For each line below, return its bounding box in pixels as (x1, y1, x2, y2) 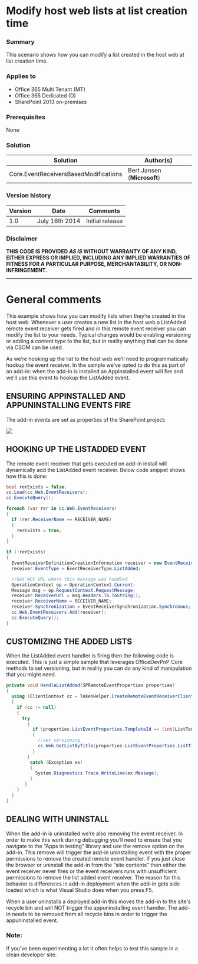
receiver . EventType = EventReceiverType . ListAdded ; (11, 565, 141, 571)
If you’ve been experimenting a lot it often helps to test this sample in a (6, 945, 179, 952)
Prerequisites (6, 113, 45, 121)
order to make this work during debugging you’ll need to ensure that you (6, 836, 182, 843)
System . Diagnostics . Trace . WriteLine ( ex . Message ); (35, 770, 160, 776)
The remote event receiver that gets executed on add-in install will (6, 460, 167, 467)
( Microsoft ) (127, 174, 161, 182)
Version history (6, 191, 51, 200)
